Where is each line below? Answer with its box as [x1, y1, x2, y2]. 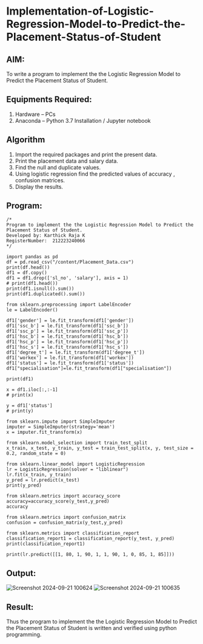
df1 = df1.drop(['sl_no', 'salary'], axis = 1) [6, 275, 129, 281]
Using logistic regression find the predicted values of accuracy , [15, 170, 175, 177]
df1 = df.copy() [6, 270, 47, 276]
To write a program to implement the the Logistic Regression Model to [6, 70, 181, 77]
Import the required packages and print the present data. [15, 151, 158, 158]
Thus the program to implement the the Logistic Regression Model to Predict [6, 618, 198, 625]
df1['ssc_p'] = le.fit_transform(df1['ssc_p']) [6, 328, 129, 335]
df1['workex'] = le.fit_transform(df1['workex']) [6, 355, 135, 361]
